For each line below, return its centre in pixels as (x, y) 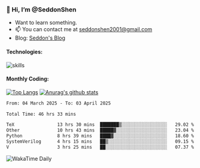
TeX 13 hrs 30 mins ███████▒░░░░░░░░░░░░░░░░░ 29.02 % (100, 125)
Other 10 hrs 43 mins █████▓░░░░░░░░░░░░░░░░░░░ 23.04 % (100, 130)
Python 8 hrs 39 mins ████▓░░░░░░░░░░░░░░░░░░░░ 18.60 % (100, 136)
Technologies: (25, 52)
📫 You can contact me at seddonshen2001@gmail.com (84, 29)
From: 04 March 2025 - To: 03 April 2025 (59, 103)
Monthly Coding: (28, 79)
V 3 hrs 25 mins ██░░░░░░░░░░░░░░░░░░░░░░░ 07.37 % (100, 147)
